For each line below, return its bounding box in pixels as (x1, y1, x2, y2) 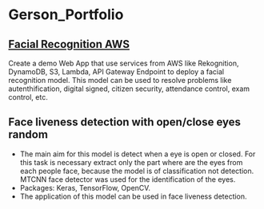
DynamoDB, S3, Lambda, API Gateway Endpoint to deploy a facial (8, 67, 225, 77)
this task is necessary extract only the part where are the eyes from (19, 157, 243, 167)
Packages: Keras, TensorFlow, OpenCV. (19, 183, 150, 192)
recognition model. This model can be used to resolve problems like (8, 76, 232, 85)
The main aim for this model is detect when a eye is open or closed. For (19, 149, 256, 159)
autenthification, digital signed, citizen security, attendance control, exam (8, 84, 250, 93)
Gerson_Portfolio (8, 6, 124, 24)
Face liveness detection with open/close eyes (8, 116, 242, 129)
